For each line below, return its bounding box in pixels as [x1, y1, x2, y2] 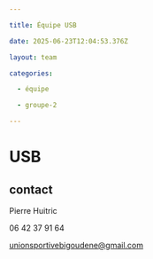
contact [9, 182, 53, 197]
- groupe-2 [17, 101, 57, 110]
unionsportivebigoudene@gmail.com [9, 240, 144, 250]
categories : [9, 68, 53, 78]
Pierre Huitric [9, 206, 57, 216]
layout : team [9, 52, 57, 62]
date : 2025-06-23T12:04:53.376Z [9, 36, 128, 45]
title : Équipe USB [9, 20, 77, 29]
